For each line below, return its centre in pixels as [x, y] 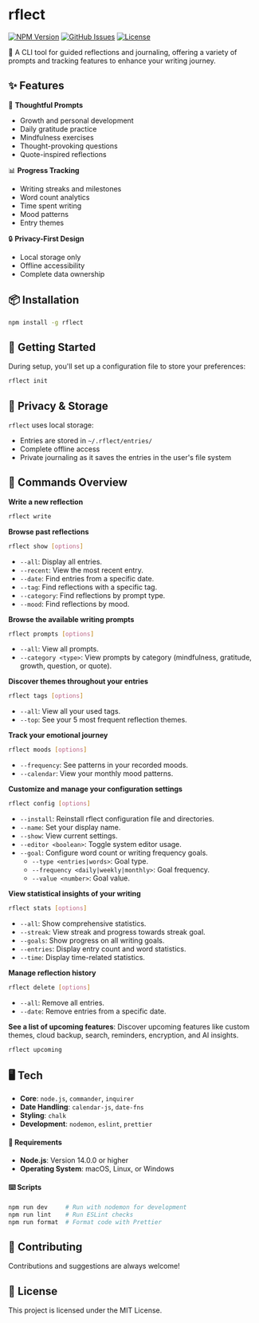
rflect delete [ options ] [49, 987]
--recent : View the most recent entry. [81, 570]
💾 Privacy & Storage [59, 406]
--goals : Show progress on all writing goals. [92, 940]
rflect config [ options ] [49, 804]
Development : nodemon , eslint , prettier [86, 1124]
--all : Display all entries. [61, 561]
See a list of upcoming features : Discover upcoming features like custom [129, 1026]
